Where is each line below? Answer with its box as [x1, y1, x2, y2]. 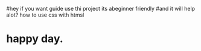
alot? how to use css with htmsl [6, 11, 85, 18]
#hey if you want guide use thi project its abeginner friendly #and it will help [6, 5, 195, 12]
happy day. [6, 32, 63, 46]
